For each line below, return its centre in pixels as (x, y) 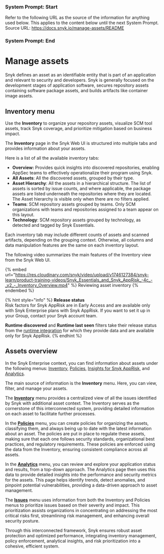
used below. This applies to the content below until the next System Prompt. (82, 23)
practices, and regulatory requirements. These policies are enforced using (80, 444)
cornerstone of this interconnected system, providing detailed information (80, 408)
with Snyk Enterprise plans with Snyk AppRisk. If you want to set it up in (78, 310)
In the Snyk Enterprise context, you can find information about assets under (82, 363)
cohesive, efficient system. (32, 546)
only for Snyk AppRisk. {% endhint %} (43, 336)
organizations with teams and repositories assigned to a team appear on (85, 209)
